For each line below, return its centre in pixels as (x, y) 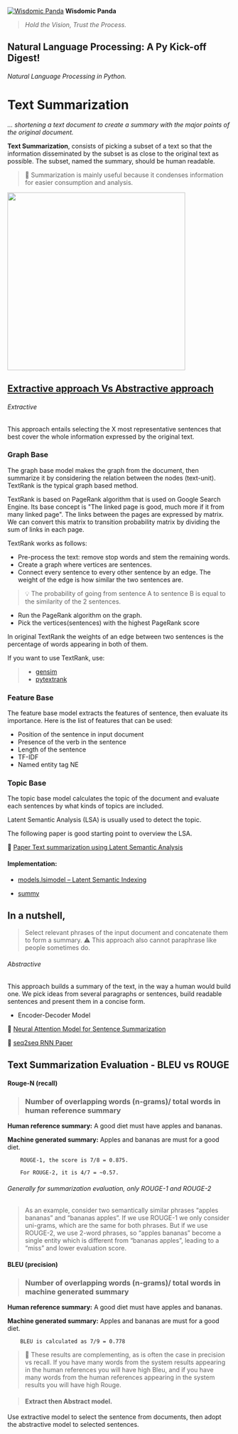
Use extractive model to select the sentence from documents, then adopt (114, 1417)
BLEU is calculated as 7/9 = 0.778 (73, 1342)
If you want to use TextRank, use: (56, 658)
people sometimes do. (57, 948)
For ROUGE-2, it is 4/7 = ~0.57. (70, 1172)
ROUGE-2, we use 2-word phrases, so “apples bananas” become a (123, 1233)
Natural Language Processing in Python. (67, 76)
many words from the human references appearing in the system (120, 1377)
